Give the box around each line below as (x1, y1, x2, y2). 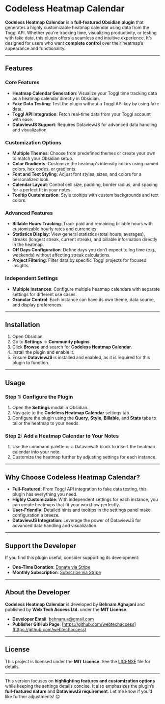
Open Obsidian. (12, 334, 44, 339)
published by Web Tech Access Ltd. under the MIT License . (5, 606, 128, 612)
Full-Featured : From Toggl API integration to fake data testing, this (12, 486, 147, 492)
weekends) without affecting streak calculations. (12, 252, 110, 258)
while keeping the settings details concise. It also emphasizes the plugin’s (5, 683, 154, 689)
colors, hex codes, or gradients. (12, 166, 77, 172)
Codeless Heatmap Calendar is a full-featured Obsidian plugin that (5, 19, 144, 25)
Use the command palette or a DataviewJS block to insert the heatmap (12, 444, 156, 450)
